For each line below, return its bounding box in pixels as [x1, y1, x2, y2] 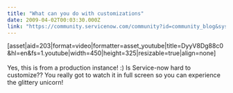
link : [7, 23, 23, 30]
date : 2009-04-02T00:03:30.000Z [7, 17, 101, 23]
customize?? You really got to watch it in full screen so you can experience [7, 71, 221, 79]
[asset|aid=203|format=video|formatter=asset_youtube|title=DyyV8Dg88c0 [7, 42, 224, 50]
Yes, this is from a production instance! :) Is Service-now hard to [7, 63, 191, 72]
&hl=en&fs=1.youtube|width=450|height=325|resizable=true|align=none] [7, 49, 216, 57]
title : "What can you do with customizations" [7, 10, 144, 17]
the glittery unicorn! [7, 79, 64, 87]
